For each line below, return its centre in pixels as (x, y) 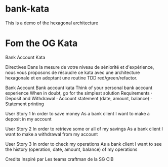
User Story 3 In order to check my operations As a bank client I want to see (83, 144)
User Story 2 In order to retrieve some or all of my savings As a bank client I (84, 129)
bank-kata (27, 9)
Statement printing (25, 104)
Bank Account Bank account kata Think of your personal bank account (79, 88)
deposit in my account (28, 119)
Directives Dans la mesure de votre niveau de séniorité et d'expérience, (80, 67)
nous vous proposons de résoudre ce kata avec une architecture (73, 72)
